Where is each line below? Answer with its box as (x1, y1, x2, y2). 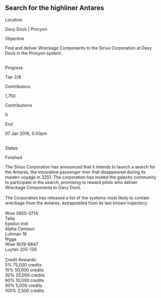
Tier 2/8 (5, 74, 21, 80)
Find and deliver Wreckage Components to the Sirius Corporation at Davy (5, 45, 152, 50)
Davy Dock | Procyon (5, 26, 48, 32)
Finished (5, 154, 22, 160)
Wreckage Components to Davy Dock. (5, 184, 81, 190)
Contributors (5, 83, 31, 89)
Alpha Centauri (5, 226, 35, 232)
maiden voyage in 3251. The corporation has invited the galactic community (5, 174, 157, 180)
